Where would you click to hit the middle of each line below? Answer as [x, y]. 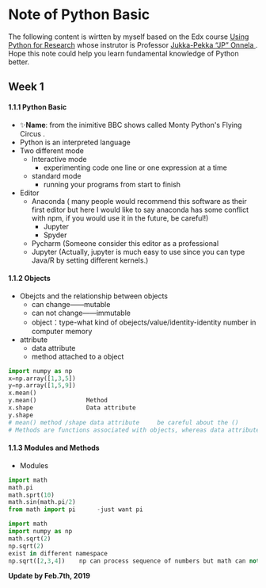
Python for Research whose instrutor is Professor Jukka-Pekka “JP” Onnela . [133, 44]
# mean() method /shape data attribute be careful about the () [123, 422]
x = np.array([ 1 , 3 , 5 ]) [42, 379]
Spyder [55, 235]
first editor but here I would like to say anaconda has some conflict [140, 209]
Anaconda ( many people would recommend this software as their [139, 201]
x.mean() [23, 393]
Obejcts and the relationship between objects [94, 296]
